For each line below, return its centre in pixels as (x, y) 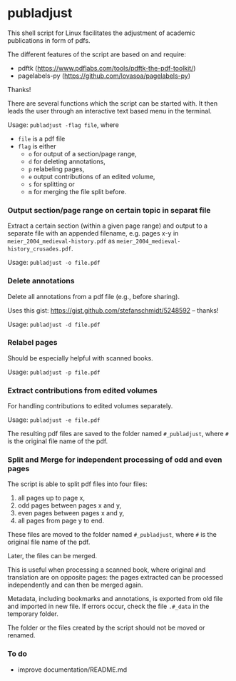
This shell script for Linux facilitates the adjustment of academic (102, 33)
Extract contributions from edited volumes (83, 390)
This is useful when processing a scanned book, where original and (107, 570)
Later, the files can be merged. (52, 556)
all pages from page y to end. (61, 521)
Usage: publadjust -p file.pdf (54, 372)
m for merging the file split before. (77, 191)
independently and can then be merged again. (75, 585)
